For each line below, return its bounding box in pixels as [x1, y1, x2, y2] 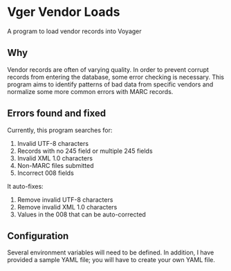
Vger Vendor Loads [7, 4, 120, 20]
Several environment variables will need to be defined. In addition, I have [7, 248, 214, 256]
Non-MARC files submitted [17, 161, 95, 169]
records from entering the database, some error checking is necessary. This [7, 73, 225, 81]
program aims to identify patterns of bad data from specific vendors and [7, 80, 214, 88]
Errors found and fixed [7, 108, 107, 120]
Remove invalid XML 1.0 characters [17, 203, 118, 211]
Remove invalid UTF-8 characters [17, 195, 113, 204]
